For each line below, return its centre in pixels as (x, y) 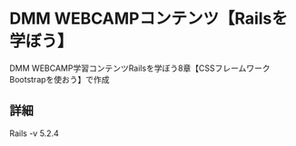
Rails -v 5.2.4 (34, 133)
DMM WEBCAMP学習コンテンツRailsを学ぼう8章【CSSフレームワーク (140, 68)
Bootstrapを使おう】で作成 (60, 79)
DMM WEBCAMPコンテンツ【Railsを (149, 19)
